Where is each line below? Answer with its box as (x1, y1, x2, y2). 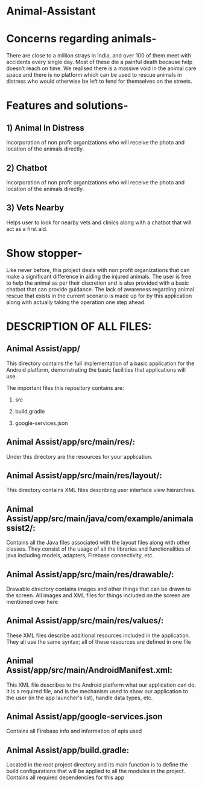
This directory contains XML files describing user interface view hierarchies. (6, 487, 196, 494)
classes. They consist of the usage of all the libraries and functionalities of (6, 545, 191, 552)
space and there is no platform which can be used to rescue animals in (6, 71, 182, 79)
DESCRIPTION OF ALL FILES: (6, 319, 152, 333)
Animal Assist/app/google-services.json (6, 711, 163, 722)
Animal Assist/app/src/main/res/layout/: (6, 470, 163, 481)
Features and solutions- (6, 99, 128, 112)
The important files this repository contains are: (6, 384, 125, 391)
